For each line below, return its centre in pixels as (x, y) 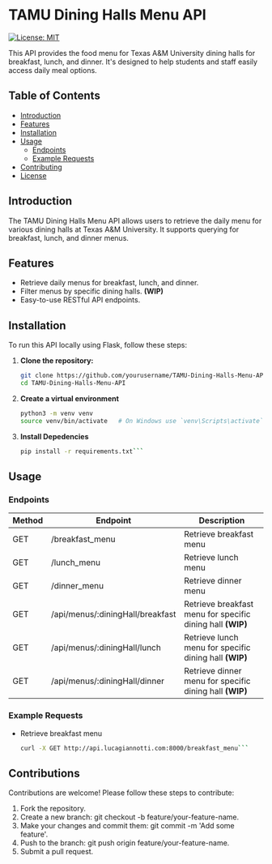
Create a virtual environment (70, 398)
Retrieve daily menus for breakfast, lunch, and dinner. (109, 283)
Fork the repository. (53, 809)
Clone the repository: (57, 361)
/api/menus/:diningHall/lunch (106, 648)
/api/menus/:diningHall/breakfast (114, 614)
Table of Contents (55, 96)
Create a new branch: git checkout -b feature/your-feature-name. (130, 817)
